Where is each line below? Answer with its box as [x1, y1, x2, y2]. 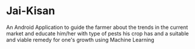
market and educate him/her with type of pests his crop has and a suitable [6, 30, 189, 37]
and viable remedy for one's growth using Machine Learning [6, 36, 154, 43]
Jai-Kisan [6, 4, 55, 18]
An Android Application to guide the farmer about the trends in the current [6, 24, 188, 31]
